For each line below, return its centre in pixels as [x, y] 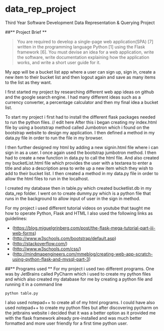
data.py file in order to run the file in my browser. [54, 138]
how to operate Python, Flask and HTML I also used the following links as [79, 213]
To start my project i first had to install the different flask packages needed [80, 117]
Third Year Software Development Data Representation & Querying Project [80, 23]
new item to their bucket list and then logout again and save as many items [80, 77]
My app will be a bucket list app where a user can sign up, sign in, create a [80, 72]
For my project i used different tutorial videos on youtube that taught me [78, 208]
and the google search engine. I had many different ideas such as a [73, 97]
